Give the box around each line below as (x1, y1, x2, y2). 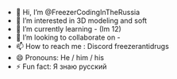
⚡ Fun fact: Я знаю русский (15, 62, 107, 71)
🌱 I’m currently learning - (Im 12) (15, 24, 121, 33)
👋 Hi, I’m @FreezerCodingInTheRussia (15, 8, 140, 17)
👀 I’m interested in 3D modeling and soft (15, 16, 148, 25)
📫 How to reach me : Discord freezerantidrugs (15, 42, 169, 51)
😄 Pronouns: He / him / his (15, 53, 105, 62)
